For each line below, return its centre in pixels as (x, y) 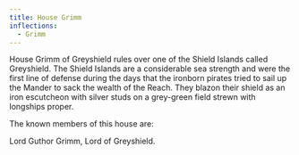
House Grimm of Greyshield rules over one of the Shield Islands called (139, 60)
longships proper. (42, 107)
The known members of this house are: (81, 124)
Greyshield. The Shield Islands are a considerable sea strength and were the (150, 69)
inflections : (34, 26)
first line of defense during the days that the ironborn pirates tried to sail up (148, 78)
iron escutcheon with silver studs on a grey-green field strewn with (133, 97)
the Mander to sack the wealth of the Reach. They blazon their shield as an (147, 88)
